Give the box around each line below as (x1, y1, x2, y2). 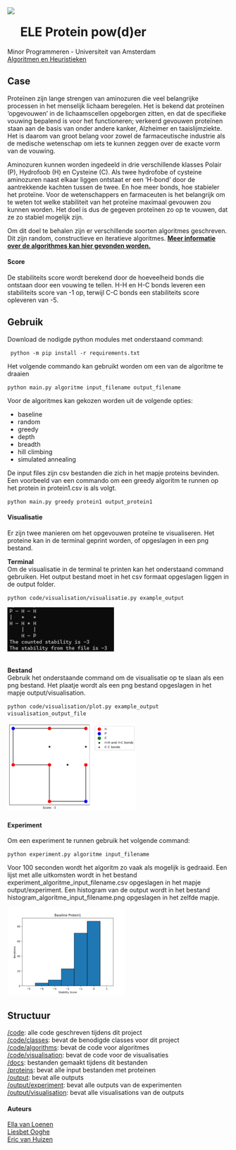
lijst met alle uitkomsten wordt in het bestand (7, 871, 137, 880)
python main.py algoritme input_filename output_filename (7, 384, 181, 391)
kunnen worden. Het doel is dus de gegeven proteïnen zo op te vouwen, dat (7, 205, 228, 214)
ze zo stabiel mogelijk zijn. (7, 212, 84, 221)
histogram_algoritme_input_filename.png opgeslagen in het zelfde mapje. (7, 893, 220, 902)
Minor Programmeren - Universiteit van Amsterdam (7, 47, 156, 56)
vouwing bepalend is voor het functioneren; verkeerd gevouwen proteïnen (7, 116, 223, 125)
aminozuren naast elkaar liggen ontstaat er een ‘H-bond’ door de (7, 175, 196, 184)
